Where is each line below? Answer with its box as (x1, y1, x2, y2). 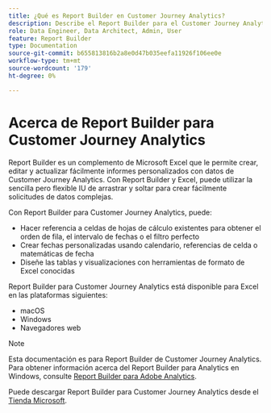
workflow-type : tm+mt (8, 57, 81, 65)
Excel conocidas (19, 265, 75, 275)
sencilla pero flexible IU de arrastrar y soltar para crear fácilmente (8, 183, 227, 193)
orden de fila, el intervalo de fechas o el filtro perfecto (19, 232, 200, 241)
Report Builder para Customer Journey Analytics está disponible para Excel (8, 282, 259, 291)
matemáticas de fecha (19, 248, 94, 258)
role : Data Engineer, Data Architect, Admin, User (8, 27, 182, 35)
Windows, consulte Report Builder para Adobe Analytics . (8, 371, 198, 381)
